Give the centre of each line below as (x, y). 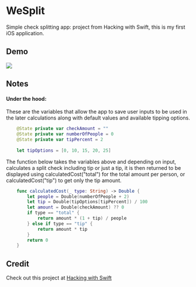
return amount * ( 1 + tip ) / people (82, 218)
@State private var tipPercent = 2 (60, 140)
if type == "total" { (54, 213)
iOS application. (25, 33)
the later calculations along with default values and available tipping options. (98, 118)
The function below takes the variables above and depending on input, (91, 162)
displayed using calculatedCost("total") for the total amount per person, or (96, 174)
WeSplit (25, 11)
